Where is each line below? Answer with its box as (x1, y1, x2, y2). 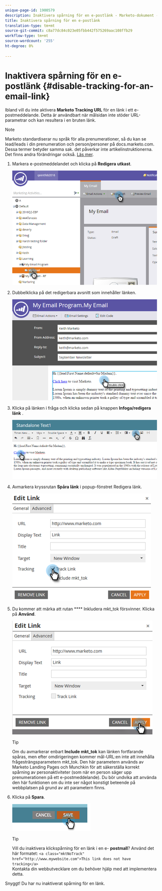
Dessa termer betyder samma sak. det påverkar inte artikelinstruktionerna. (5, 146, 153, 152)
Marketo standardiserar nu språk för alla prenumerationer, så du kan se (5, 136, 147, 142)
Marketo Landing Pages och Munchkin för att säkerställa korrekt (12, 764, 140, 770)
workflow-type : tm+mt (5, 33, 49, 38)
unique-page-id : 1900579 (5, 8, 55, 13)
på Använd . (12, 611, 36, 617)
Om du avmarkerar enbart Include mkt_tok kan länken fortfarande (12, 748, 144, 754)
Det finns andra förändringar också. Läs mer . (5, 151, 94, 157)
